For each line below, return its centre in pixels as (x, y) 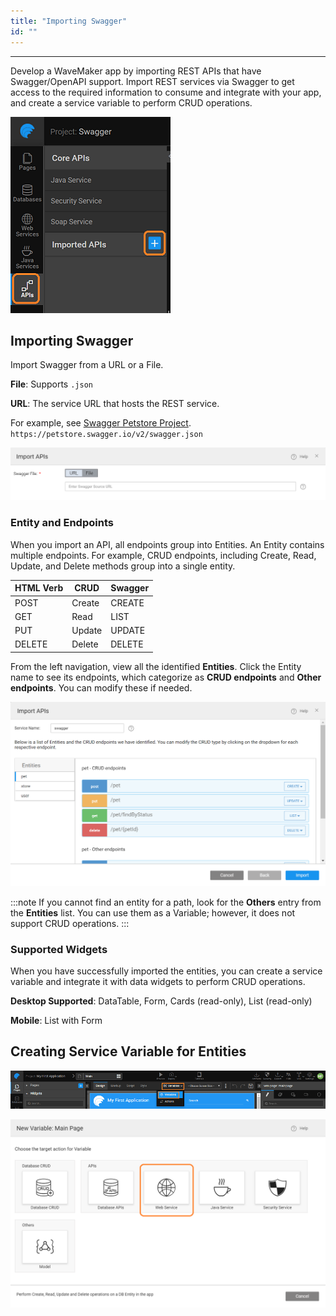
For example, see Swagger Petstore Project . (101, 423)
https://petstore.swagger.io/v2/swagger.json (106, 435)
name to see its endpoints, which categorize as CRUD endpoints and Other (166, 677)
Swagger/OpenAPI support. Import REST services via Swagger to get (152, 81)
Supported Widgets (59, 949)
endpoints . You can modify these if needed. (101, 687)
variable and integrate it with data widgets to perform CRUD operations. (158, 981)
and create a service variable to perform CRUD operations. (131, 102)
